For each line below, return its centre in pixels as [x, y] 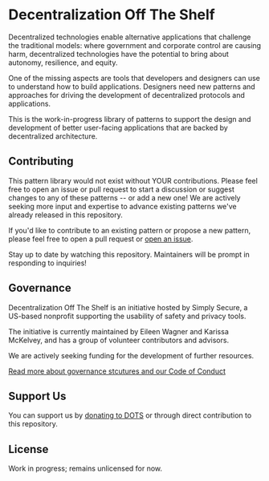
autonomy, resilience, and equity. [63, 63]
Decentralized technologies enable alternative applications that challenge [130, 37]
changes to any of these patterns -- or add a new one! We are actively [124, 197]
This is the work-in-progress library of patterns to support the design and [130, 119]
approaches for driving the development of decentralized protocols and [126, 95]
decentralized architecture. [53, 136]
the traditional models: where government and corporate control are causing [135, 45]
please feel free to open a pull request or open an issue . [101, 239]
